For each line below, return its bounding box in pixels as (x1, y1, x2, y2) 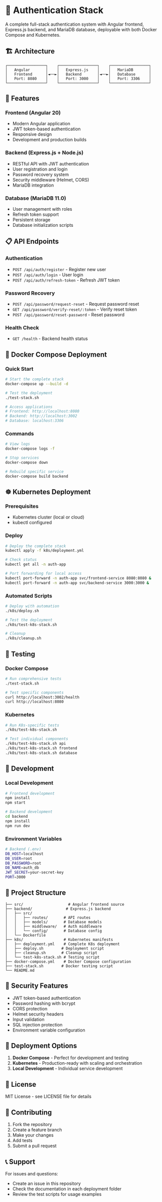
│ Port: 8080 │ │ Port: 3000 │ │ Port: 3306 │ (5, 76, 151, 81)
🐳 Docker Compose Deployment (5, 350, 107, 359)
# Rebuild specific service (5, 469, 64, 474)
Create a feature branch (12, 1127, 62, 1133)
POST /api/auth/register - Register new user (12, 266, 106, 272)
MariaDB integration (12, 182, 54, 188)
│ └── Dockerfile (5, 932, 46, 937)
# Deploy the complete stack (5, 543, 66, 549)
